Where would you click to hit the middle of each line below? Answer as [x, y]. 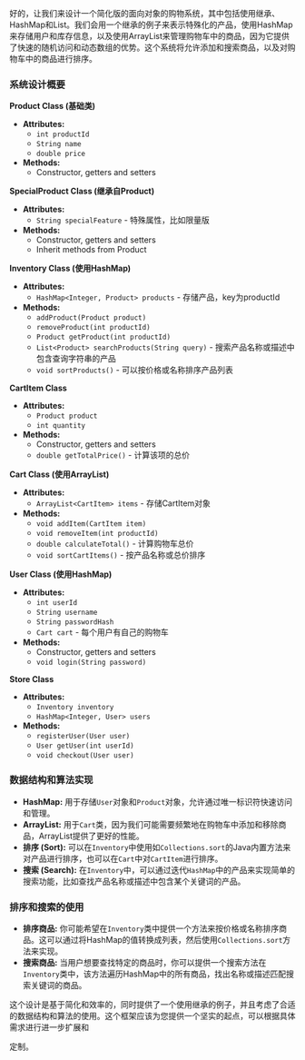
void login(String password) [91, 663]
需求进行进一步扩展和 [49, 1027]
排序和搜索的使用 [47, 906]
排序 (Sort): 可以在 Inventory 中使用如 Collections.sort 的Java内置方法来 [157, 847]
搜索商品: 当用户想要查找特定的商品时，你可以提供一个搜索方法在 [144, 962]
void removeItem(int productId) [97, 534]
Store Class [32, 679]
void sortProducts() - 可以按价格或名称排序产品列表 [134, 370]
